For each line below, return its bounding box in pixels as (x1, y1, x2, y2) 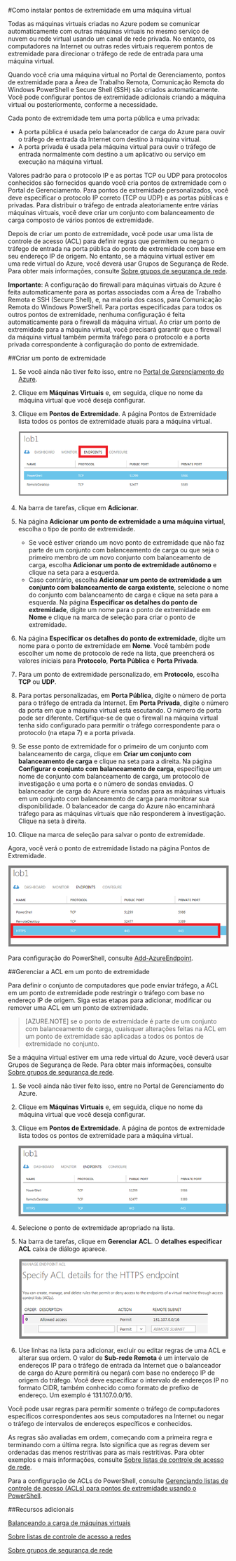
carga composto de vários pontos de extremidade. (8, 216, 154, 224)
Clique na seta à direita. (18, 817, 87, 825)
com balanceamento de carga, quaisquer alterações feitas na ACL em (25, 1024, 227, 1032)
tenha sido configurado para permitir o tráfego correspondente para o (18, 721, 221, 730)
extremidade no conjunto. (25, 1039, 100, 1048)
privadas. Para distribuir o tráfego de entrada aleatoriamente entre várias (8, 201, 218, 209)
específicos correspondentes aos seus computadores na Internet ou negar (8, 1412, 224, 1420)
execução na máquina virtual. (18, 157, 104, 166)
